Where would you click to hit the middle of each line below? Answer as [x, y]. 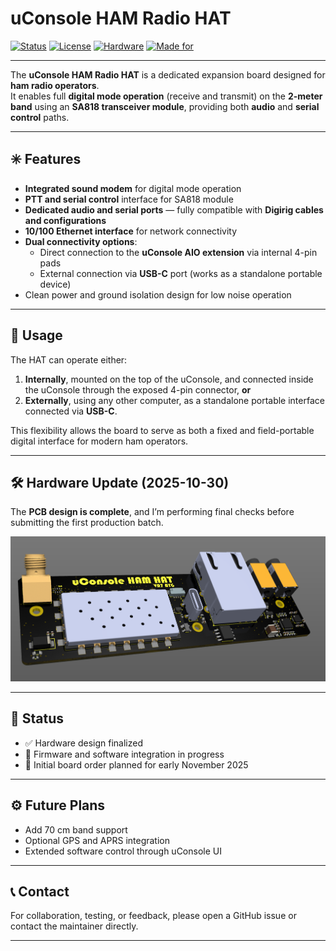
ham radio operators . [55, 85]
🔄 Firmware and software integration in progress [124, 754]
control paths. [40, 117]
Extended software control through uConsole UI [123, 851]
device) [55, 284]
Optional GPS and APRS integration [97, 840]
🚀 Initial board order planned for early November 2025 [136, 764]
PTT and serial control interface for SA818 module [129, 199]
